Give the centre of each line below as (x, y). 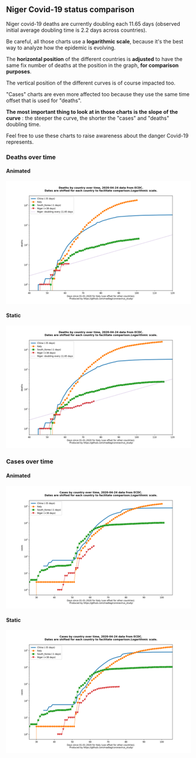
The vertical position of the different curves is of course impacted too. (91, 83)
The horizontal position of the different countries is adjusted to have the (94, 59)
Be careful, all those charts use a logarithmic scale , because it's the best (95, 41)
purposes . (19, 71)
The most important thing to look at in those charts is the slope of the (92, 111)
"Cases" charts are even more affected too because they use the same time (98, 94)
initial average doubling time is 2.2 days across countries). (77, 30)
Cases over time (30, 462)
